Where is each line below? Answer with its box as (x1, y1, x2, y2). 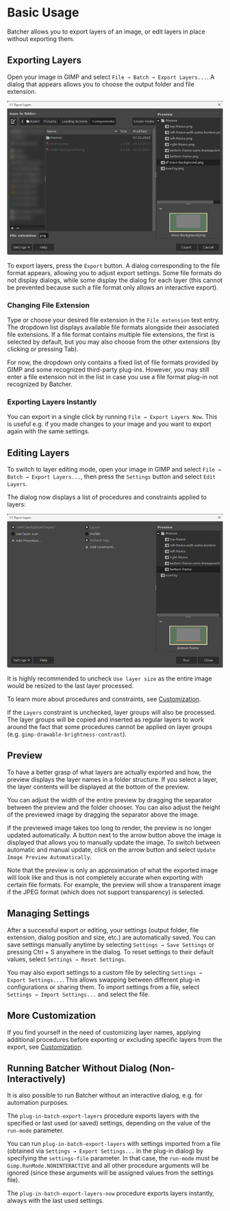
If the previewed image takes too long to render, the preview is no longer (7, 824, 212, 832)
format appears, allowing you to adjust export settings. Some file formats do (7, 268, 222, 277)
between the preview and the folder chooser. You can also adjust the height (7, 803, 220, 811)
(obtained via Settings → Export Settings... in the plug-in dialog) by (7, 1147, 204, 1155)
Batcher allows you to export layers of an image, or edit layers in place (7, 27, 205, 36)
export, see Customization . (7, 1043, 84, 1051)
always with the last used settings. (7, 1197, 105, 1205)
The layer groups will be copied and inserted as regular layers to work (7, 715, 205, 724)
